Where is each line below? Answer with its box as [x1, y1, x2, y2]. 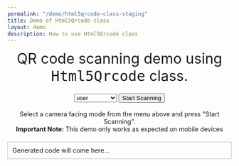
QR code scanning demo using [16, 50, 223, 68]
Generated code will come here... [12, 146, 110, 155]
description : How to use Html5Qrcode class [7, 30, 139, 38]
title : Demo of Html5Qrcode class [7, 17, 110, 24]
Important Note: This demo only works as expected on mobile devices [16, 125, 223, 133]
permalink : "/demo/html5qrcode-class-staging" [7, 10, 148, 18]
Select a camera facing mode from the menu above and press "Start [19, 110, 220, 118]
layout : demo [7, 23, 46, 31]
